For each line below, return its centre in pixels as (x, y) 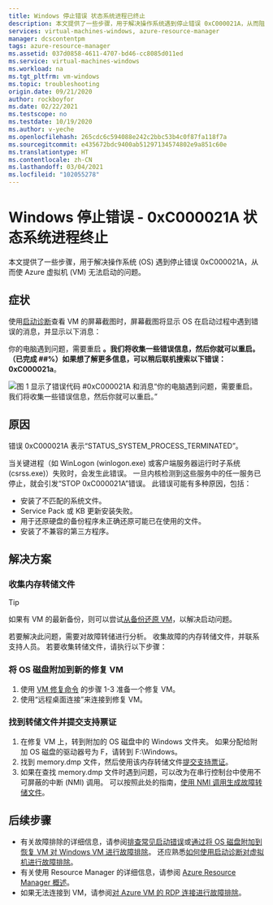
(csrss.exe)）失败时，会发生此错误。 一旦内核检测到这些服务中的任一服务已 (135, 473)
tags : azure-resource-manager (60, 46)
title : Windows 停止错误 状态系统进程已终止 (77, 16)
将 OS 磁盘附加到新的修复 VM (66, 670)
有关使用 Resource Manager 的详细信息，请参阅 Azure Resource (128, 872)
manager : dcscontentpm (47, 39)
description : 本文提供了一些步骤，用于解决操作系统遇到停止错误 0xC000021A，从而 (134, 24)
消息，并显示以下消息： (62, 331)
